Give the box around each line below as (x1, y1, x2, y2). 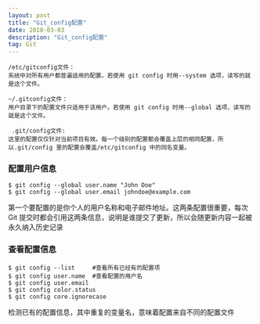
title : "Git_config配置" (8, 19, 87, 27)
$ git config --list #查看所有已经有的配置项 (8, 264, 161, 272)
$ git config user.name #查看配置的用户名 (8, 272, 143, 280)
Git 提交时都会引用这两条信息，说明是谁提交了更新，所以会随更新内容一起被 (8, 213, 253, 222)
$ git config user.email (8, 279, 89, 286)
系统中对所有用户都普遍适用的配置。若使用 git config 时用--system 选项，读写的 (8, 72, 245, 80)
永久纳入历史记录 (8, 222, 63, 232)
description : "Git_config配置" (8, 33, 108, 41)
